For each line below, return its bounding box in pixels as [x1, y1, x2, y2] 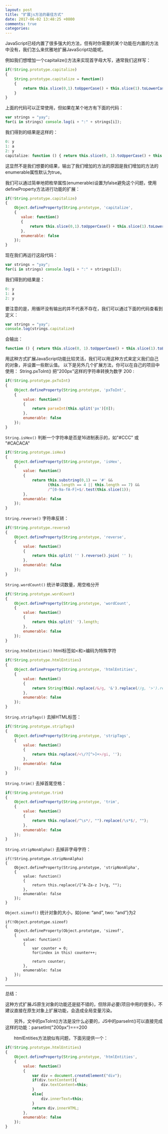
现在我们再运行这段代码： [5, 252, 58, 258]
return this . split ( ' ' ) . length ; [31, 619, 99, 624]
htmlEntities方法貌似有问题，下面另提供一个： [13, 1035, 108, 1041]
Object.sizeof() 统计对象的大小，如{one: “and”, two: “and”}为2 [5, 910, 136, 916]
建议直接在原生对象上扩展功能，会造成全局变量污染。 [5, 1007, 115, 1014]
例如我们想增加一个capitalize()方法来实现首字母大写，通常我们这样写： [5, 57, 151, 63]
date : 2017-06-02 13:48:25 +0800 [5, 17, 75, 22]
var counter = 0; [31, 946, 68, 951]
